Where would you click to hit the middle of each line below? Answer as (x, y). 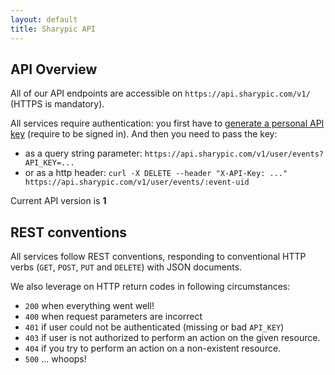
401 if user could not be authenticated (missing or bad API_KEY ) (154, 327)
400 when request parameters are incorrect (113, 317)
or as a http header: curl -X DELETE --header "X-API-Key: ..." (156, 173)
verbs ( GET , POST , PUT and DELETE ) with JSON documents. (126, 267)
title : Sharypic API (53, 29)
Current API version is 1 (58, 201)
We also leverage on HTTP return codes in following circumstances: (150, 287)
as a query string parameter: (83, 153)
